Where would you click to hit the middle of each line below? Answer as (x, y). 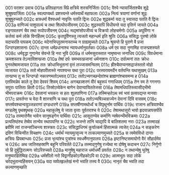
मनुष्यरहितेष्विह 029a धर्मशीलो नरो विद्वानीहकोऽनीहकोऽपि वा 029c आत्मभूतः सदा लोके (73, 156)
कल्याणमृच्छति (16, 167)
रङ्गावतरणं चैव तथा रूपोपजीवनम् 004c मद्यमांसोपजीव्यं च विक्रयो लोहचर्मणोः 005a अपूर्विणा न (80, 31)
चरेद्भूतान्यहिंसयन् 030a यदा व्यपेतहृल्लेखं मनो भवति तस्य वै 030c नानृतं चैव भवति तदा (75, 161)
